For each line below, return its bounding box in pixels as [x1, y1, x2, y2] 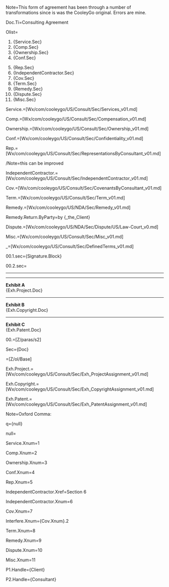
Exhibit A [6, 282, 25, 288]
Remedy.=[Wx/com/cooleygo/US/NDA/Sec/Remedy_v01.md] [6, 204, 131, 210]
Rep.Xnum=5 [6, 479, 33, 485]
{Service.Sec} [13, 39, 42, 45]
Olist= [6, 29, 18, 35]
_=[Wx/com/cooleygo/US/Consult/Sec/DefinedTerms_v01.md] [6, 244, 134, 249]
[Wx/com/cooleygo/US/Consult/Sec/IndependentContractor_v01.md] [6, 175, 148, 181]
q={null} [6, 421, 23, 426]
